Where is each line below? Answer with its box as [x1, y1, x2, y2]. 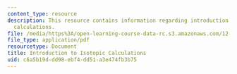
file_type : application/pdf [7, 37, 90, 44]
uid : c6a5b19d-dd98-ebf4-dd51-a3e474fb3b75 [7, 56, 138, 63]
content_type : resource [7, 10, 78, 18]
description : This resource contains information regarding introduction [7, 17, 229, 24]
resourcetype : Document [7, 43, 78, 50]
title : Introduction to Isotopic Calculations [7, 50, 147, 57]
